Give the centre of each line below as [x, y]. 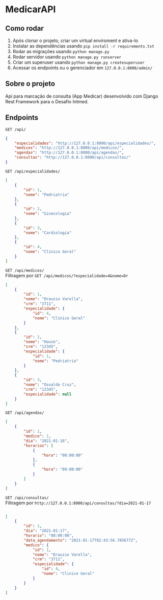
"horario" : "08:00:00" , [49, 536]
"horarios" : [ [38, 446]
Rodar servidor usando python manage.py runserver [67, 57]
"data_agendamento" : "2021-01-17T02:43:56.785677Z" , [81, 540]
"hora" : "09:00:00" [62, 470]
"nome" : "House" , [42, 342]
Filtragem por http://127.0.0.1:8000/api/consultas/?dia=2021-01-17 [78, 503]
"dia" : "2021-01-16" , [47, 441]
